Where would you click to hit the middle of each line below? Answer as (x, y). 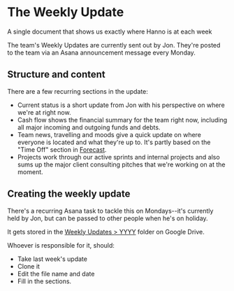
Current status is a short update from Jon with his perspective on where (121, 105)
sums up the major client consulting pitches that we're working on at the (121, 164)
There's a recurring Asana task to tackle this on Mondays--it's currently (110, 211)
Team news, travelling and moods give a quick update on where (109, 134)
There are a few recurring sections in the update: (78, 91)
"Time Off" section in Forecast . (62, 149)
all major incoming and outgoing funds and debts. (89, 127)
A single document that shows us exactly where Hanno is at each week (110, 31)
